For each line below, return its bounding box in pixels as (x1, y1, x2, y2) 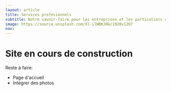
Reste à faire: (5, 65, 33, 71)
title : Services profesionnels (5, 12, 72, 17)
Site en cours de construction (5, 48, 133, 60)
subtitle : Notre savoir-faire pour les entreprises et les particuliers (5, 17, 163, 22)
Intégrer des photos (12, 80, 54, 86)
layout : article (5, 7, 40, 13)
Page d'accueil (12, 74, 44, 81)
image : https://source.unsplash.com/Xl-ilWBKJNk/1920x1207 (5, 21, 133, 27)
